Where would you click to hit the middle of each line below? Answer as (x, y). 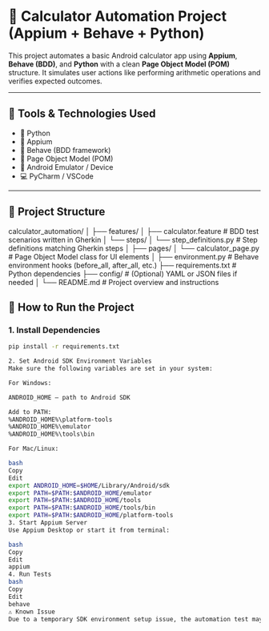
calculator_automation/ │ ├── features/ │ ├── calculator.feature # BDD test (134, 231)
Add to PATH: (30, 412)
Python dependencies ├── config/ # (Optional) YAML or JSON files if (123, 273)
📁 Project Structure (57, 212)
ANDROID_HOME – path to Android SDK (69, 397)
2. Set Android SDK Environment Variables (80, 361)
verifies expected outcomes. (55, 81)
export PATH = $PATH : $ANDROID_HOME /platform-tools (91, 516)
